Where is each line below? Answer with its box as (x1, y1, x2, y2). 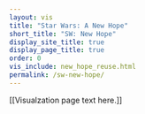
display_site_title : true (9, 37, 104, 47)
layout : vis (9, 12, 53, 22)
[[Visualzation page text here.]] (9, 95, 123, 105)
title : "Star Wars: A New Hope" (9, 21, 128, 30)
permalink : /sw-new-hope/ (9, 71, 104, 80)
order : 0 (9, 54, 42, 63)
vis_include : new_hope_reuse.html (9, 63, 137, 72)
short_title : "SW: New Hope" (9, 29, 117, 38)
